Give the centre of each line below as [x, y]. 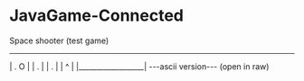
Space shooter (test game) [59, 40]
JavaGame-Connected [96, 16]
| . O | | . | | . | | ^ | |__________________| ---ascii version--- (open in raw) [139, 66]
